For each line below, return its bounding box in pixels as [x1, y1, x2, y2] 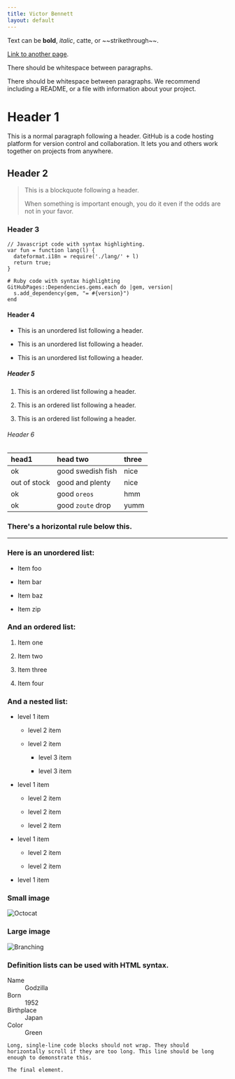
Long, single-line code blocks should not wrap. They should [7, 1042, 190, 1049]
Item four [17, 679, 44, 687]
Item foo [17, 564, 42, 572]
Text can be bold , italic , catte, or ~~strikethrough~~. [7, 36, 159, 44]
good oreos [57, 489, 94, 498]
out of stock [10, 477, 50, 487]
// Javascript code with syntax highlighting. [7, 240, 145, 248]
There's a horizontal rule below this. [7, 521, 133, 531]
